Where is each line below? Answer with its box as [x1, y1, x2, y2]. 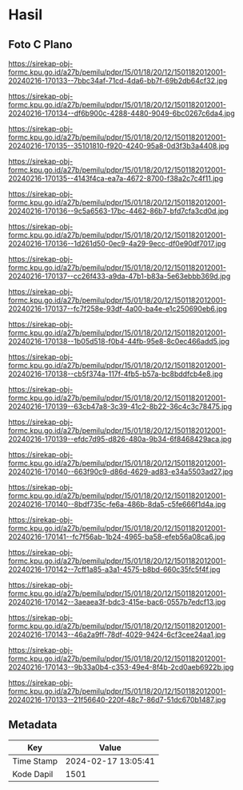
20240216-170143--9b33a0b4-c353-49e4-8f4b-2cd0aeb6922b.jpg [8, 662, 234, 671]
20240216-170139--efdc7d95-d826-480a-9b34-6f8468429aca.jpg [8, 435, 232, 444]
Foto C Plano [8, 38, 73, 51]
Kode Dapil [12, 768, 54, 780]
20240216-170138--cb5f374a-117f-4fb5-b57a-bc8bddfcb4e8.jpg [8, 369, 224, 379]
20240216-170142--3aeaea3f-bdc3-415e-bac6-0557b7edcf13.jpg [8, 598, 226, 606]
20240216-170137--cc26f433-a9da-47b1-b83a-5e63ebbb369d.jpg [8, 271, 231, 281]
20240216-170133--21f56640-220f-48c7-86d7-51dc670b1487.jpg [8, 695, 226, 704]
